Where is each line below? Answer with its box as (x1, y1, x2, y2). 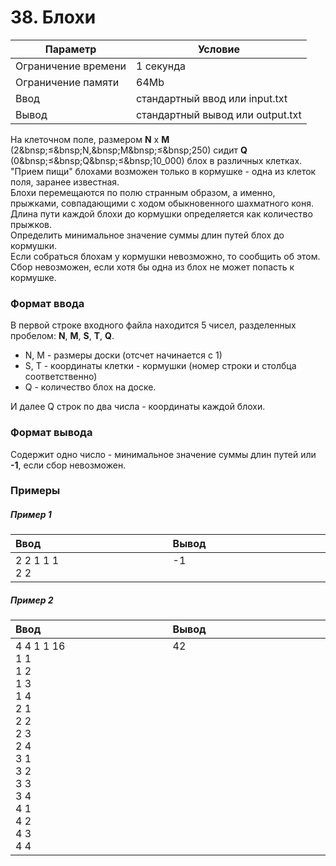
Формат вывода (10, 426, 93, 440)
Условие (197, 42, 240, 56)
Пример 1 (10, 509, 52, 521)
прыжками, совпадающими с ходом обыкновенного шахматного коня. (10, 197, 315, 209)
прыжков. (10, 218, 53, 230)
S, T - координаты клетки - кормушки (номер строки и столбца (24, 360, 297, 372)
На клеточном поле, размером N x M (10, 133, 170, 145)
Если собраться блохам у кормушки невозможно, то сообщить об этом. (10, 250, 321, 262)
